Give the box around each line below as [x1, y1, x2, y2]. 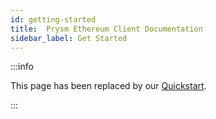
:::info [10, 61, 34, 73]
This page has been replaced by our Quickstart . [10, 80, 207, 92]
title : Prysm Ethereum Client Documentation [10, 24, 203, 34]
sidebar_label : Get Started [10, 33, 128, 43]
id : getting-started [10, 14, 97, 25]
